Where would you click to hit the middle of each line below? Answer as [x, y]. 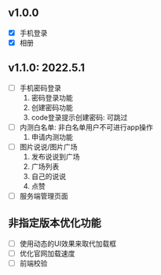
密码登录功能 [52, 97]
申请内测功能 [52, 137]
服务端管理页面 [44, 196]
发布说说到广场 [55, 156]
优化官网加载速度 [47, 253]
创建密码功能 [52, 107]
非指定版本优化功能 [55, 223]
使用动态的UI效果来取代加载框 [68, 244]
